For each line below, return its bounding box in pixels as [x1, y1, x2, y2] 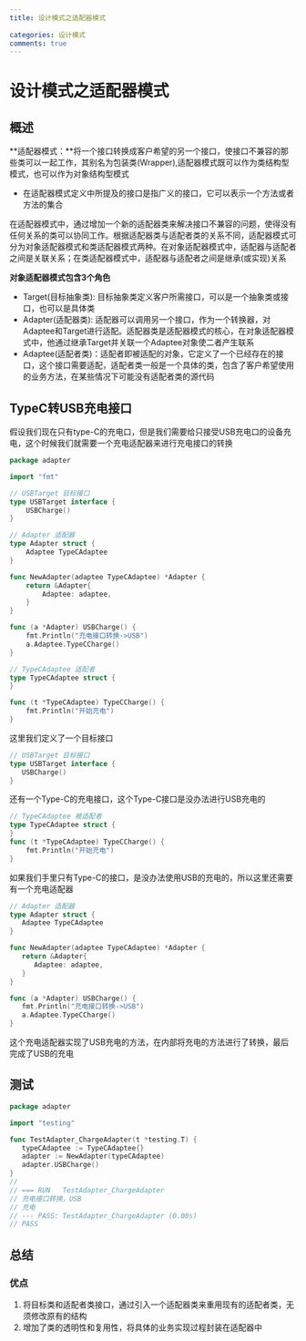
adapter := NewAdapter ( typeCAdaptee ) [21, 1152, 166, 1162]
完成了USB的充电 [9, 1049, 75, 1059]
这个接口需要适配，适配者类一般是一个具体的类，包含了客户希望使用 [38, 360, 294, 371]
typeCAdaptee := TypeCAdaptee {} [21, 1143, 145, 1152]
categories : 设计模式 [9, 30, 87, 39]
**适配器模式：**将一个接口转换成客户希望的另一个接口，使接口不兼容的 [9, 146, 281, 157]
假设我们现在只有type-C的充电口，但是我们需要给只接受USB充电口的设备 [9, 426, 284, 437]
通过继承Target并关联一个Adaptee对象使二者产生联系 [54, 337, 255, 348]
